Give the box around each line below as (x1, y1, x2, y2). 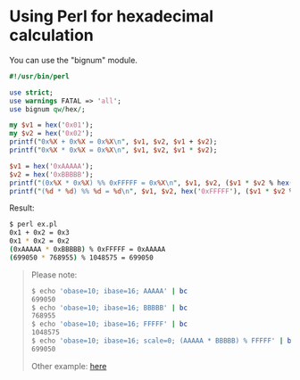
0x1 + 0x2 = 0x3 (9, 228, 70, 237)
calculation (9, 25, 94, 45)
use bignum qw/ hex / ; (9, 104, 87, 113)
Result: (9, 202, 35, 213)
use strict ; (9, 87, 54, 97)
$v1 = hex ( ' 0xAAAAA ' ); (9, 161, 94, 170)
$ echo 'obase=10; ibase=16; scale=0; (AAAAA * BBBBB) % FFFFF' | (30, 336, 284, 345)
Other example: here (30, 360, 107, 371)
